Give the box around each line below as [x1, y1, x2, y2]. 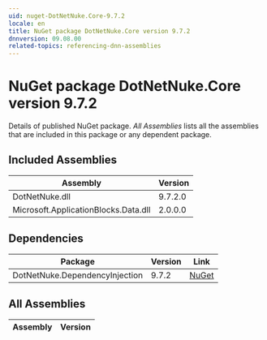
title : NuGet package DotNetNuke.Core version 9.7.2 [8, 27, 191, 35]
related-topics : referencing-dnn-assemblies [8, 42, 161, 50]
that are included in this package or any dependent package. [8, 130, 213, 140]
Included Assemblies [8, 153, 118, 167]
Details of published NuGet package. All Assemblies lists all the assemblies [8, 121, 260, 131]
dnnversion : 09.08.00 [8, 34, 82, 43]
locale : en [8, 19, 45, 28]
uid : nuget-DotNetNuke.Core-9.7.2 [8, 11, 126, 20]
